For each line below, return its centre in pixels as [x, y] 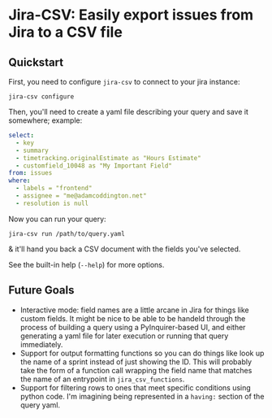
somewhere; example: [45, 120]
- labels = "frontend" [54, 189]
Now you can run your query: [58, 219]
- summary [32, 150]
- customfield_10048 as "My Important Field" [94, 165]
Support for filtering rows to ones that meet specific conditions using [136, 387]
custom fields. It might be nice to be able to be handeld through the [133, 318]
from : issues [30, 173]
